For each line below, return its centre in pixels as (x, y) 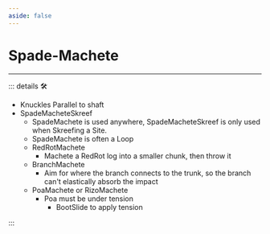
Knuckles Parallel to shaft (62, 105)
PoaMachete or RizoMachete (80, 190)
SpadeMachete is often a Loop (83, 138)
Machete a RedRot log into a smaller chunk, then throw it (137, 156)
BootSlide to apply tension (99, 207)
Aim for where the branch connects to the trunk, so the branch (147, 173)
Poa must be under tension (89, 199)
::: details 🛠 (28, 86)
